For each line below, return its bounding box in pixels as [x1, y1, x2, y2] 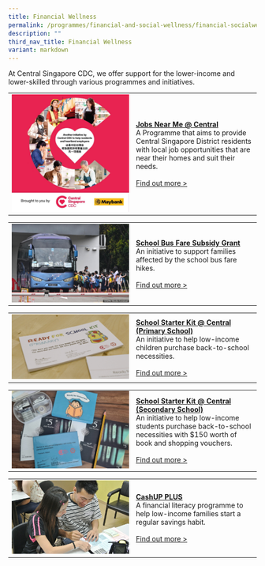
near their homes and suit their [136, 153, 235, 163]
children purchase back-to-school [136, 342, 250, 352]
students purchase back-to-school [136, 421, 252, 431]
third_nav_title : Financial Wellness [8, 38, 132, 46]
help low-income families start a [136, 509, 241, 519]
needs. [136, 162, 159, 172]
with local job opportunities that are [136, 145, 251, 154]
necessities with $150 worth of [136, 430, 237, 440]
